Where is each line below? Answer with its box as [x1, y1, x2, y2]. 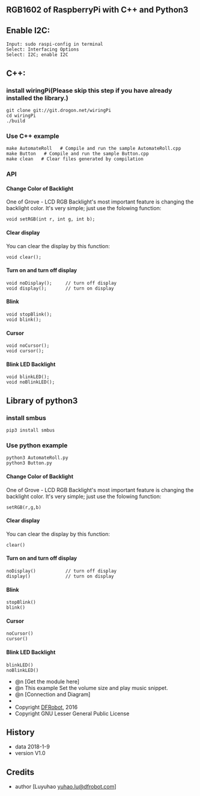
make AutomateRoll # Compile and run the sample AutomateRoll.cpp [6, 146, 181, 152]
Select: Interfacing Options [6, 46, 79, 53]
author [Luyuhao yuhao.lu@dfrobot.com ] [14, 783, 117, 791]
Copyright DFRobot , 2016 [14, 703, 78, 710]
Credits [6, 767, 35, 777]
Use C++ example [6, 132, 59, 140]
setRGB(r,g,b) [6, 504, 42, 511]
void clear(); [6, 254, 42, 260]
